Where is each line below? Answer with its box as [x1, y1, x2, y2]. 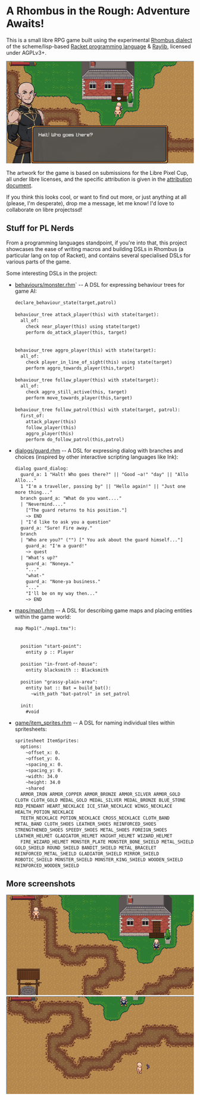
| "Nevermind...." [20, 501, 66, 507]
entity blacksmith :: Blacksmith [26, 667, 109, 673]
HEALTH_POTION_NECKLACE [14, 809, 74, 815]
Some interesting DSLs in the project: [6, 269, 98, 277]
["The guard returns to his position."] [26, 507, 127, 513]
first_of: [20, 412, 45, 419]
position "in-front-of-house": [20, 661, 98, 667]
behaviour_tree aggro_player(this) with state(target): [14, 347, 157, 353]
